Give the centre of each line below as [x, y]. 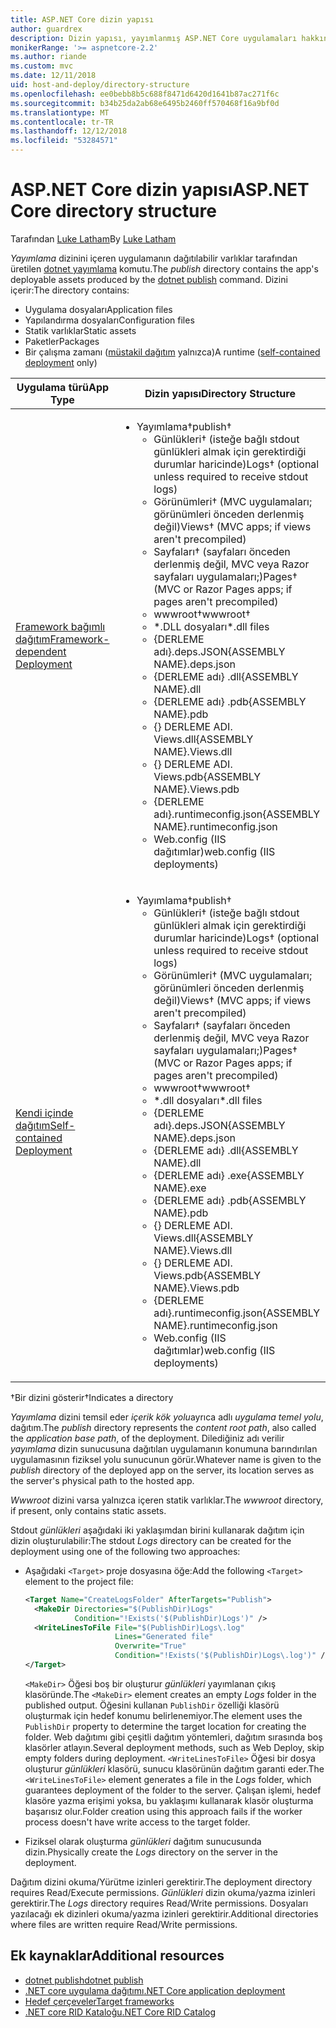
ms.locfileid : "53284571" [64, 141]
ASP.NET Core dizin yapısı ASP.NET [160, 190]
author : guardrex [46, 29]
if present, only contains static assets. [88, 1510]
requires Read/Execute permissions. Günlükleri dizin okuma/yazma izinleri [163, 1892]
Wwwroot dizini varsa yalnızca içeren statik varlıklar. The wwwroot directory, [167, 1500]
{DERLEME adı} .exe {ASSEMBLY [229, 1175]
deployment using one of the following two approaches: [125, 1551]
